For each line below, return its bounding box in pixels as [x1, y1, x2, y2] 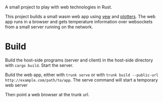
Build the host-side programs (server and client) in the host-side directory [5, 57, 153, 63]
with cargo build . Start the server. [5, 62, 74, 68]
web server [5, 82, 28, 88]
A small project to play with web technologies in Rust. [5, 4, 112, 10]
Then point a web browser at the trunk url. [5, 91, 90, 97]
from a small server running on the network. [5, 24, 93, 30]
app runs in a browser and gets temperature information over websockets [5, 19, 153, 24]
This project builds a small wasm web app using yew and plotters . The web [5, 14, 156, 19]
